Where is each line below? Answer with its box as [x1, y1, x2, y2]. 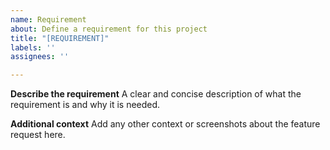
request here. [10, 129, 66, 141]
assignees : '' [10, 52, 70, 62]
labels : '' [10, 42, 56, 53]
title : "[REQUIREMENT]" [10, 33, 110, 43]
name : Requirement [10, 14, 87, 25]
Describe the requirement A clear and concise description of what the [10, 88, 302, 100]
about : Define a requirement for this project [10, 24, 208, 34]
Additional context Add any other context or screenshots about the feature [10, 118, 321, 130]
